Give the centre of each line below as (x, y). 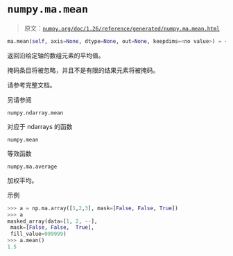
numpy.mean (23, 139)
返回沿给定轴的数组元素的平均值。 (56, 56)
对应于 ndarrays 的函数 (40, 126)
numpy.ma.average (32, 167)
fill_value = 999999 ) (38, 234)
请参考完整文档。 (32, 85)
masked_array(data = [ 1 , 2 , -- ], (52, 221)
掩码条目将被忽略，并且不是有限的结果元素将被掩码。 (83, 70)
